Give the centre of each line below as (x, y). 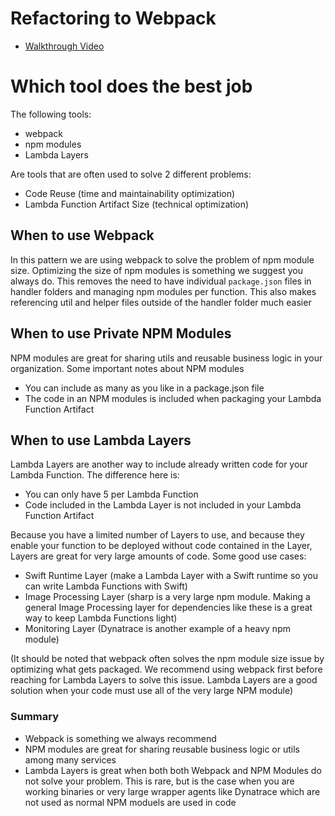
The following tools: (51, 114)
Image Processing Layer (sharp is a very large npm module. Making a (167, 597)
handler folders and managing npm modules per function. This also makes (163, 291)
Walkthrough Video (64, 46)
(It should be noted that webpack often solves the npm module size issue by (167, 659)
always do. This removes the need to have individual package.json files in (161, 281)
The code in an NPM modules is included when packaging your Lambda (173, 398)
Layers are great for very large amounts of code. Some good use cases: (158, 556)
